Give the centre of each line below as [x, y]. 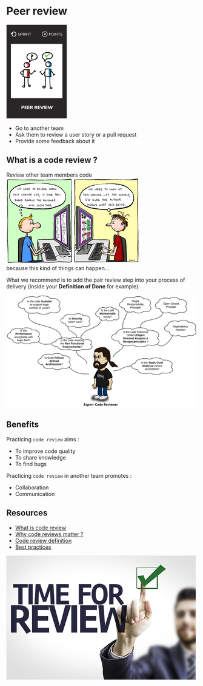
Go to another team [39, 128]
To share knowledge [41, 457]
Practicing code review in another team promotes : [69, 475]
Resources [27, 513]
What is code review [41, 528]
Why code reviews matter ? [49, 534]
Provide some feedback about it [55, 141]
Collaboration [32, 487]
